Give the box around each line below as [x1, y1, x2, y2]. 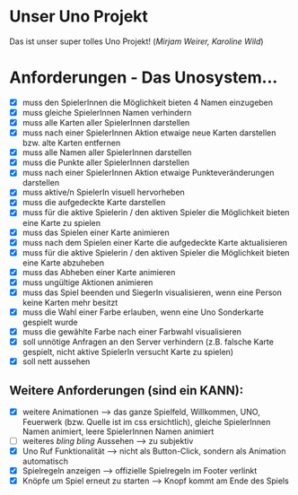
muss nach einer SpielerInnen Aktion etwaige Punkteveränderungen [22, 168, 275, 178]
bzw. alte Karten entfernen [22, 137, 121, 149]
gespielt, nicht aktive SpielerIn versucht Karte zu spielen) [22, 347, 234, 358]
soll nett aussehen [22, 356, 91, 367]
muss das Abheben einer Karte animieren [22, 266, 176, 277]
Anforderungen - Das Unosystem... [9, 67, 278, 88]
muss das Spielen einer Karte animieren [22, 227, 170, 238]
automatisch [22, 456, 69, 467]
